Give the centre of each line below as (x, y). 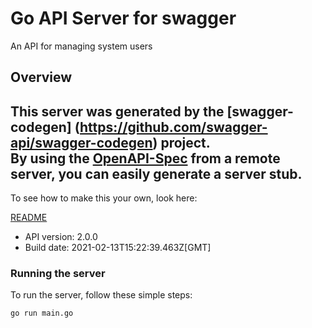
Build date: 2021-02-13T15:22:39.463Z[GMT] (118, 248)
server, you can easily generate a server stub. (156, 173)
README (29, 218)
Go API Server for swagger (123, 18)
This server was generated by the (117, 111)
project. (185, 142)
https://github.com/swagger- (173, 127)
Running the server (58, 274)
